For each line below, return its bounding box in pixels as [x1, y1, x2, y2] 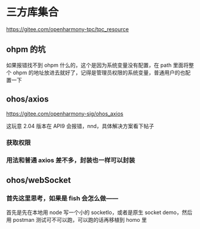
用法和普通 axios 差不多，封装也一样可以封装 [6, 156, 136, 164]
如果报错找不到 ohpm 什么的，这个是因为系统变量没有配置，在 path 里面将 [6, 61, 189, 69]
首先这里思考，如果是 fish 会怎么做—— [6, 194, 118, 202]
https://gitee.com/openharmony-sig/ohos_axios [6, 110, 124, 117]
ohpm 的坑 [6, 44, 46, 54]
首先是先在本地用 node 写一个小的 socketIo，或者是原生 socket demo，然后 [6, 209, 193, 216]
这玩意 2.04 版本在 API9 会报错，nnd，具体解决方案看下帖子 [6, 122, 154, 129]
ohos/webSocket [6, 175, 71, 185]
